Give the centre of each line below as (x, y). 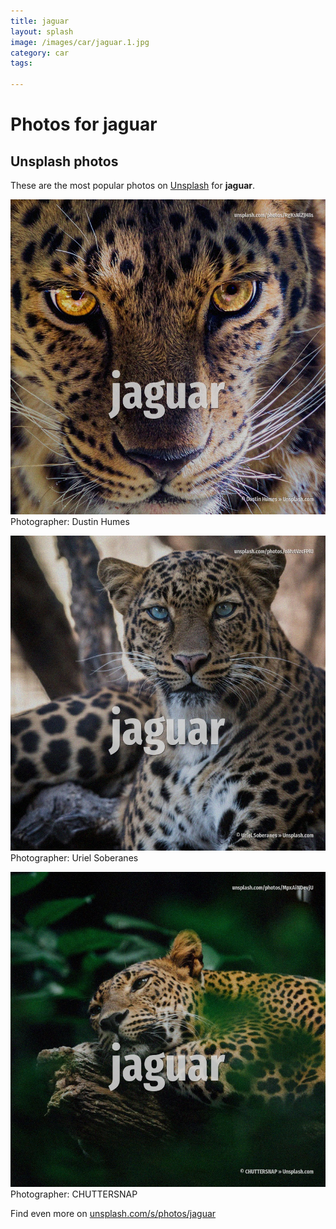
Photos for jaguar (84, 124)
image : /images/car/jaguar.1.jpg (80, 42)
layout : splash (42, 31)
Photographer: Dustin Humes (70, 521)
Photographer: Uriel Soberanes (74, 858)
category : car (40, 53)
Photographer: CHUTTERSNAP (74, 1194)
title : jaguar (40, 21)
